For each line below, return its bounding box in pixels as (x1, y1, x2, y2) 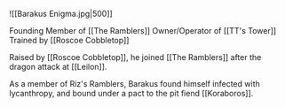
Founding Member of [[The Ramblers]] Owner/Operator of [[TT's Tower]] (9, 26, 277, 35)
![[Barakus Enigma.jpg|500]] (9, 9, 113, 19)
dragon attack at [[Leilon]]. (9, 62, 107, 72)
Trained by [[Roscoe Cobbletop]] (9, 35, 130, 45)
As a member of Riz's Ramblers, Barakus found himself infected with (9, 79, 260, 88)
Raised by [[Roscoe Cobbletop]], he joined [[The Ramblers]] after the (9, 52, 262, 62)
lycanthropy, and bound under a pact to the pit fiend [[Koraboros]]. (9, 88, 254, 98)
